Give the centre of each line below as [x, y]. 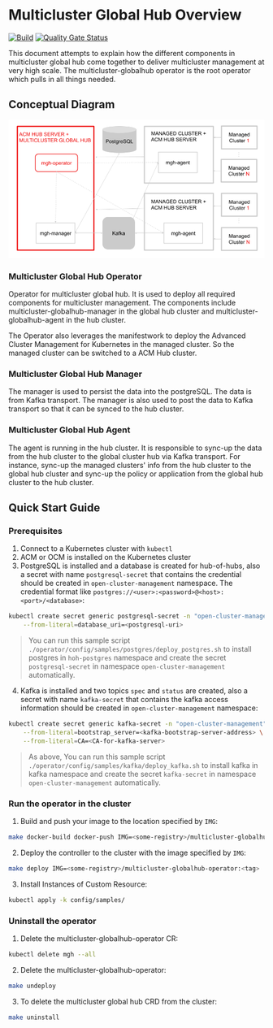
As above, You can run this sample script [97, 757]
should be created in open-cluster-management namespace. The [126, 583]
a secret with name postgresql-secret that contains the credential [131, 575]
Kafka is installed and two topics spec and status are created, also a [134, 691]
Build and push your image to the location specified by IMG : [119, 822]
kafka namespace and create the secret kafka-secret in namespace [142, 774]
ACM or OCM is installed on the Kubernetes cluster [105, 557]
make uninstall [34, 1017]
